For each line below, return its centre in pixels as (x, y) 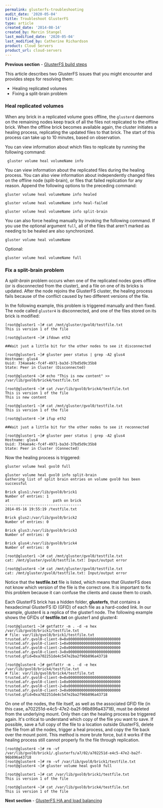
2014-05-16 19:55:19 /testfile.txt (41, 509)
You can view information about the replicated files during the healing (75, 170)
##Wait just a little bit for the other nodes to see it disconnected (78, 346)
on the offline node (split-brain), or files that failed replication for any (74, 180)
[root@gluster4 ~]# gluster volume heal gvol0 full (58, 766)
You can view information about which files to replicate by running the (75, 147)
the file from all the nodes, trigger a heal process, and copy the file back (77, 730)
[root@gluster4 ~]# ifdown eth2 (38, 338)
